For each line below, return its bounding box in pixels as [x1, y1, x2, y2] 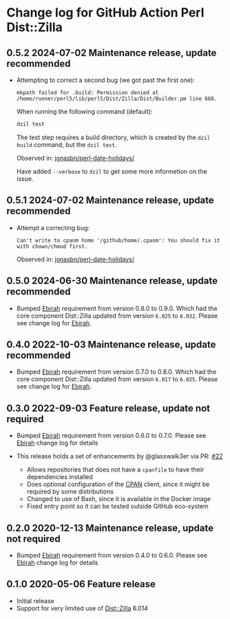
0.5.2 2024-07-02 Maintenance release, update [6, 47, 217, 59]
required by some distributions [26, 487, 114, 496]
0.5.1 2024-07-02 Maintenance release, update [6, 194, 214, 206]
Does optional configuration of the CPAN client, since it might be [26, 480, 210, 489]
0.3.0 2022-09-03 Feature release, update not [6, 402, 211, 414]
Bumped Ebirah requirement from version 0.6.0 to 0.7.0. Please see [16, 432, 207, 440]
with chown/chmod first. [16, 243, 88, 250]
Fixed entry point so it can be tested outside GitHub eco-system [26, 502, 209, 511]
